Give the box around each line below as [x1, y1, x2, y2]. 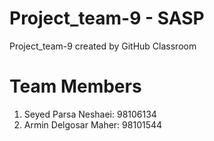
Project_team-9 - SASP [9, 7, 205, 30]
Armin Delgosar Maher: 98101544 [23, 118, 163, 131]
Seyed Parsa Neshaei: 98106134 [23, 108, 157, 120]
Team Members [9, 75, 142, 98]
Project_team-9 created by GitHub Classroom [9, 40, 197, 52]
